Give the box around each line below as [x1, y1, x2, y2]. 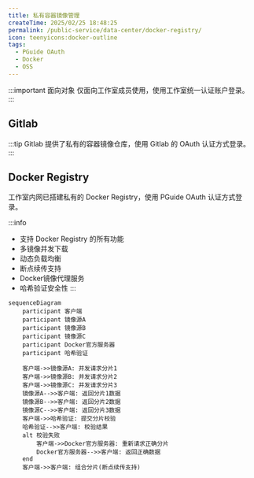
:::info [8, 218, 27, 228]
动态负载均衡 [19, 254, 61, 264]
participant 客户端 [22, 308, 83, 316]
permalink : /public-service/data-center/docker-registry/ [8, 26, 202, 34]
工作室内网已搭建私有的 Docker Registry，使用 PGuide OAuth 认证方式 [8, 192, 236, 202]
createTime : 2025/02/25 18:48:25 [8, 19, 118, 27]
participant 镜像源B [22, 324, 87, 332]
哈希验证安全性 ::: [19, 283, 76, 293]
